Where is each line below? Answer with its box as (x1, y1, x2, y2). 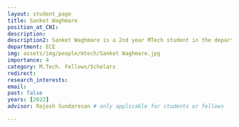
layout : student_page (7, 10, 72, 18)
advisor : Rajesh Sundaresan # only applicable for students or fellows (7, 103, 224, 110)
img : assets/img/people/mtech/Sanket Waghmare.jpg (7, 50, 161, 57)
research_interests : (7, 76, 69, 84)
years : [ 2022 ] (7, 96, 50, 104)
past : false (7, 89, 43, 96)
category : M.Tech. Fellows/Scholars (7, 63, 116, 70)
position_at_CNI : (7, 23, 59, 31)
